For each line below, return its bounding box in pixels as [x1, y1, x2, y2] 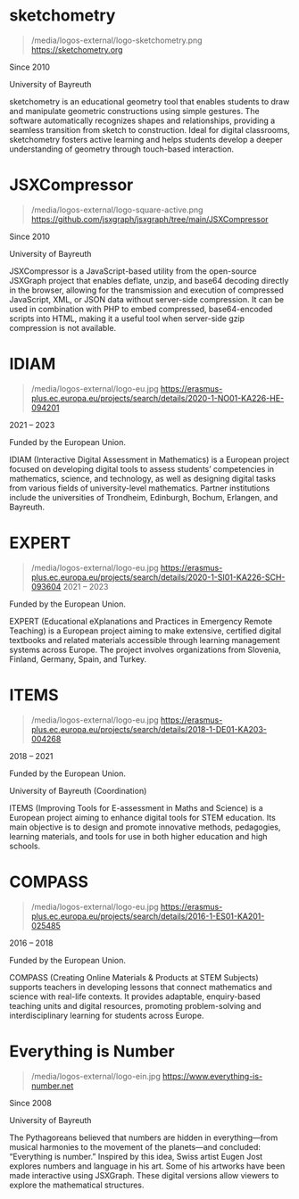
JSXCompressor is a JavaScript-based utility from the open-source [9, 265, 257, 277]
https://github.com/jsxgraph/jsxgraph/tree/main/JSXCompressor [30, 213, 270, 224]
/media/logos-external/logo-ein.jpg [30, 1071, 161, 1081]
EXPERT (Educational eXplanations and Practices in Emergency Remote [9, 616, 273, 626]
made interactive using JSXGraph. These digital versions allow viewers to [9, 1170, 279, 1180]
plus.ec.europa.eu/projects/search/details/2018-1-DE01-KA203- [30, 724, 268, 734]
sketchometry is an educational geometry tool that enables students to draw [9, 95, 290, 107]
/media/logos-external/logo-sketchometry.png [30, 35, 203, 45]
